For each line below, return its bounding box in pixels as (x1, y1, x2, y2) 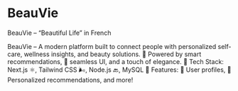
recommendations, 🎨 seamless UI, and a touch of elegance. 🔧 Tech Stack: (7, 57, 224, 65)
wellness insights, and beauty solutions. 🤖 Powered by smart (23, 50, 202, 58)
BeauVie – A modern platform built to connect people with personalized (7, 42, 217, 50)
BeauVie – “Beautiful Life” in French (7, 28, 112, 37)
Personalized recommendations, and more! (7, 75, 134, 84)
